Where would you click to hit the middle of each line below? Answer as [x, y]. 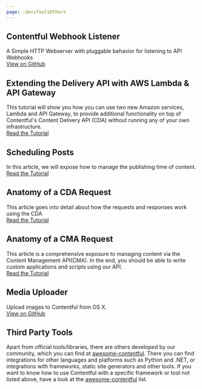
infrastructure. [24, 127]
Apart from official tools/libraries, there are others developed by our [91, 347]
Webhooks [20, 58]
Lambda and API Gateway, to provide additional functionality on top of [94, 114]
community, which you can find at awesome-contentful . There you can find [100, 354]
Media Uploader [37, 292]
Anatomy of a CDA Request [59, 192]
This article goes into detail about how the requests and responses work [96, 207]
